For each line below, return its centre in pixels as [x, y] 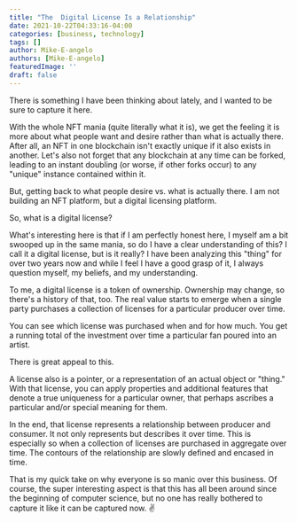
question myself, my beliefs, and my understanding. [104, 272]
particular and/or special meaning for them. [89, 407]
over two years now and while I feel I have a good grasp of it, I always [137, 263]
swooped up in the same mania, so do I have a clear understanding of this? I [148, 244]
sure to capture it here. [51, 109]
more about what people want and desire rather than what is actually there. [146, 136]
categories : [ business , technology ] [77, 34]
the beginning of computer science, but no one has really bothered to [136, 498]
